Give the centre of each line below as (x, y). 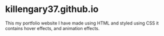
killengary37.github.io (52, 9)
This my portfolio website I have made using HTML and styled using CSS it (82, 23)
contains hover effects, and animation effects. (52, 28)
